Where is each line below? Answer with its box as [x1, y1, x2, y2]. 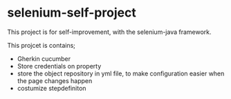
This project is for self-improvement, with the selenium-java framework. [7, 28, 212, 36]
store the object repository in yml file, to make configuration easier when [17, 69, 225, 78]
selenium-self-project [7, 5, 136, 21]
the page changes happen [17, 76, 93, 84]
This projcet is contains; [7, 41, 76, 49]
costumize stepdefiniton [17, 84, 86, 92]
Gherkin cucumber [17, 54, 71, 63]
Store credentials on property [17, 62, 102, 70]
